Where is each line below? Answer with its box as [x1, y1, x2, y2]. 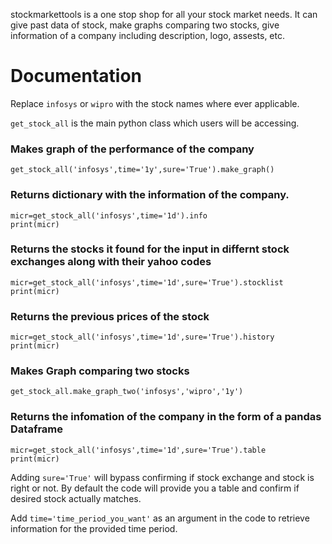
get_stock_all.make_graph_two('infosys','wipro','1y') [10, 387, 244, 397]
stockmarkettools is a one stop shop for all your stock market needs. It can [10, 9, 318, 20]
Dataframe [10, 422, 64, 436]
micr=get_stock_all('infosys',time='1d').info [10, 210, 208, 221]
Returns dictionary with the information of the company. [10, 188, 290, 202]
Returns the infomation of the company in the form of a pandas [10, 410, 322, 424]
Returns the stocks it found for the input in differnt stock [10, 242, 290, 256]
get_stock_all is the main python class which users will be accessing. [10, 117, 300, 129]
